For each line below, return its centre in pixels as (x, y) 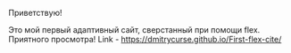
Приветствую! (35, 13)
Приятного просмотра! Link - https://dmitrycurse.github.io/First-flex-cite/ (145, 39)
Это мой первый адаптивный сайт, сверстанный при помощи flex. (134, 30)
